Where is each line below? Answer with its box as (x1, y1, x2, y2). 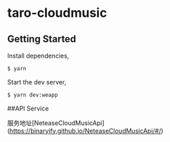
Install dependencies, (7, 51, 70, 60)
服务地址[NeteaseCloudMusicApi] (7, 118, 105, 127)
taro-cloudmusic (7, 5, 107, 21)
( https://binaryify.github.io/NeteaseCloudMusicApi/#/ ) (7, 127, 164, 135)
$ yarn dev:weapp (7, 91, 58, 98)
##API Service (7, 104, 49, 112)
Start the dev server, (7, 77, 67, 86)
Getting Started (7, 33, 77, 45)
